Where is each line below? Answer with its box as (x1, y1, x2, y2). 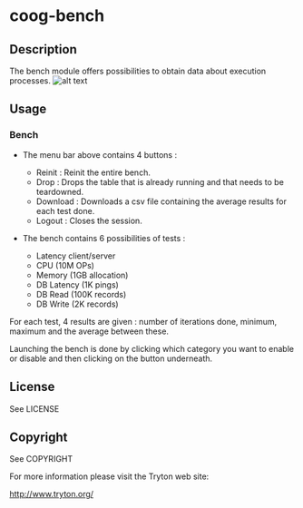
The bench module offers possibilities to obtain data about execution (9, 65, 267, 76)
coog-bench (9, 5, 105, 26)
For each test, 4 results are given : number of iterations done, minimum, (9, 316, 278, 327)
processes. (9, 75, 52, 86)
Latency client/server (35, 250, 116, 261)
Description (9, 42, 77, 57)
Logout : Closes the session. (35, 215, 142, 226)
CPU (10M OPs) (35, 259, 95, 270)
